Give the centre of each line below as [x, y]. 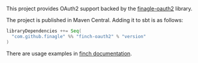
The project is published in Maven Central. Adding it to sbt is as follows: [95, 20]
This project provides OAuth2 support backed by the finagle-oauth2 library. [100, 9]
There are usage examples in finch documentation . [69, 53]
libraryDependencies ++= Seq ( [44, 31]
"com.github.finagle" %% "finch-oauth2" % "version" [79, 36]
